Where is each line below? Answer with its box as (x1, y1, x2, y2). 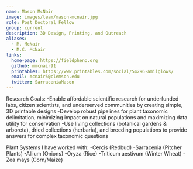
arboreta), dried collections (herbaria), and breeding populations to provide (6, 126, 187, 133)
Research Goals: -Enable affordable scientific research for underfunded (6, 95, 179, 102)
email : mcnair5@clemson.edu (11, 74, 80, 80)
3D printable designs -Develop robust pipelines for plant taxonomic (6, 108, 168, 115)
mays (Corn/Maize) (16, 156, 63, 163)
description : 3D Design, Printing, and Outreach (6, 30, 127, 36)
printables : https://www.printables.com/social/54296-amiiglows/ (11, 68, 174, 74)
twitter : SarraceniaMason (11, 80, 75, 85)
